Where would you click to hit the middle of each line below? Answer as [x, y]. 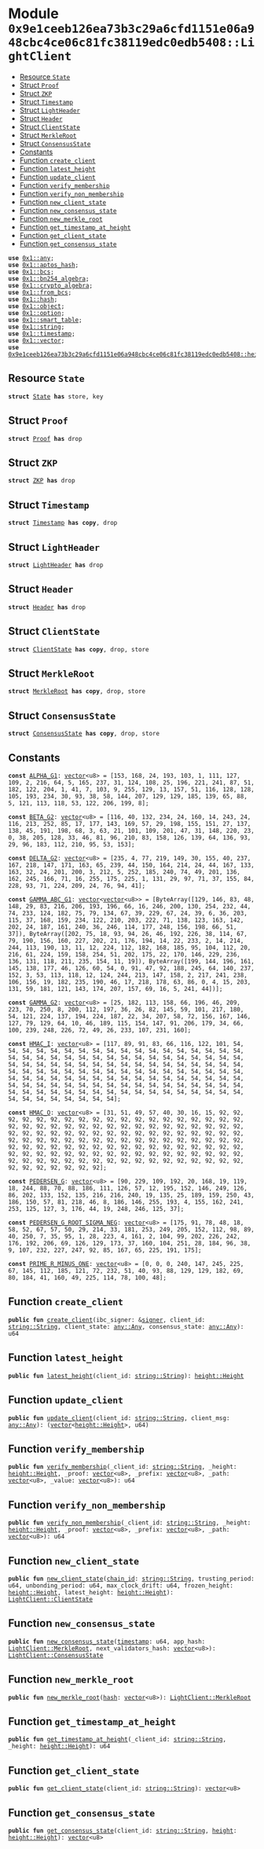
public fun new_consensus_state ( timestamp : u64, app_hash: [107, 1642]
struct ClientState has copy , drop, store [79, 649]
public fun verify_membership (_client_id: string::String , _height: [123, 1467]
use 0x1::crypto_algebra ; [50, 285]
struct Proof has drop [45, 438]
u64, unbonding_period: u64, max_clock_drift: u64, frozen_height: [121, 1585]
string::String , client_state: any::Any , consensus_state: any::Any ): [126, 1326]
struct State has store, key [56, 396]
